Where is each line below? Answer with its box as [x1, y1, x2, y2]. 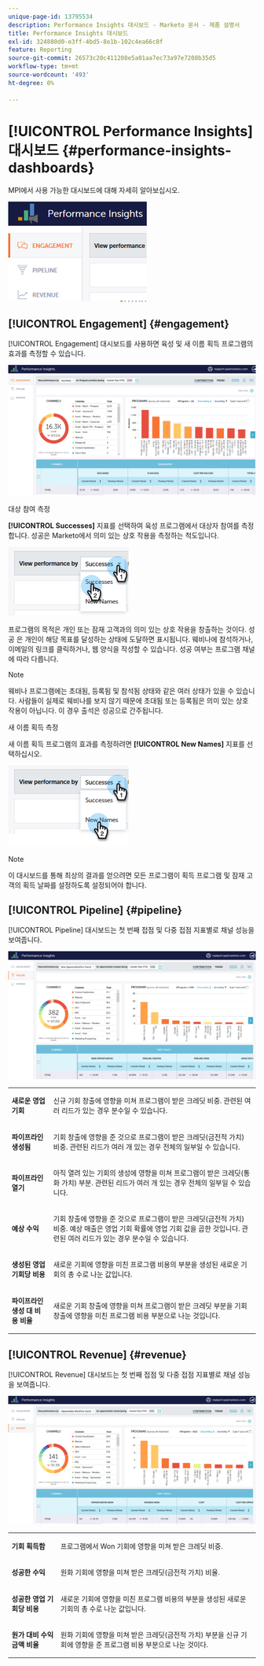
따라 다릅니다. [16, 654, 59, 663]
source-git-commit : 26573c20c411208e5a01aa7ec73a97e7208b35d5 [8, 54, 216, 62]
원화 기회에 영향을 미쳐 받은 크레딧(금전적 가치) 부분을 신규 [60, 1630, 240, 1639]
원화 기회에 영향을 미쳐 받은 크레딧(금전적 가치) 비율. [60, 1568, 220, 1577]
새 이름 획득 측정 [8, 722, 59, 732]
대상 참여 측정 [8, 504, 51, 513]
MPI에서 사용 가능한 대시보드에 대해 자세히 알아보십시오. [8, 186, 181, 195]
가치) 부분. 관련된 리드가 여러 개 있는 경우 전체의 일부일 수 [61, 1177, 237, 1188]
